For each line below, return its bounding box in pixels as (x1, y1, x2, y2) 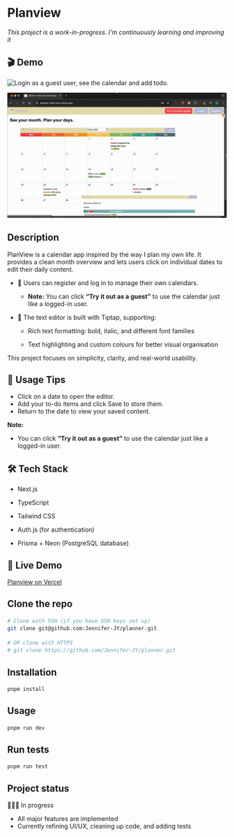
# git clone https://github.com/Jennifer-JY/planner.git (7, 647, 176, 654)
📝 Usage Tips (7, 374, 66, 386)
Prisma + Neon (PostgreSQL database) (17, 539, 130, 548)
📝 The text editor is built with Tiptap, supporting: (17, 313, 157, 321)
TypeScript (17, 498, 49, 507)
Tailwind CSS (17, 512, 56, 521)
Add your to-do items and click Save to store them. (17, 400, 164, 408)
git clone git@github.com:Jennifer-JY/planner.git (7, 625, 157, 632)
